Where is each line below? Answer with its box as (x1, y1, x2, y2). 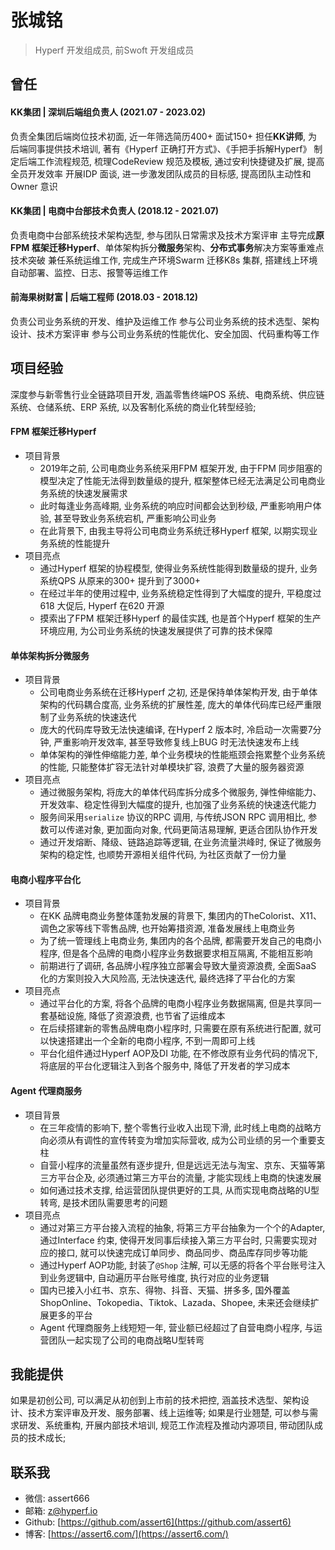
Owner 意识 (10, 180, 58, 192)
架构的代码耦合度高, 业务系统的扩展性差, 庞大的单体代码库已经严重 (39, 699, 313, 711)
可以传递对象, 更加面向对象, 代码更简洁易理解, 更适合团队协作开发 (48, 824, 318, 836)
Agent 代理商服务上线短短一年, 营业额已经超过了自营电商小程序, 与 (39, 1321, 314, 1333)
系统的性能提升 (48, 537, 111, 549)
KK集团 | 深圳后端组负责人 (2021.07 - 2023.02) (10, 106, 207, 118)
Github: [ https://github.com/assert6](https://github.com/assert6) (24, 1516, 292, 1528)
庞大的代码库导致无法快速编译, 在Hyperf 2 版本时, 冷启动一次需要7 (39, 724, 313, 736)
